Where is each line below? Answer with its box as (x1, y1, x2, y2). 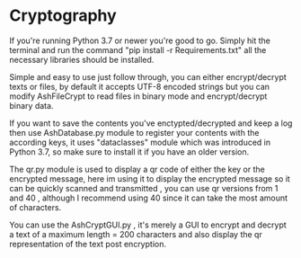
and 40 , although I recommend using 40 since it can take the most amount (9, 192, 288, 203)
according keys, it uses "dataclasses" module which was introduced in (9, 137, 271, 147)
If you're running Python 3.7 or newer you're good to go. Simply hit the (9, 35, 271, 46)
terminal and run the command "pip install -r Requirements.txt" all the (9, 44, 267, 55)
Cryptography (9, 5, 117, 26)
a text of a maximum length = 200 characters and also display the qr (9, 228, 262, 239)
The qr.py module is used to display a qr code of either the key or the (9, 164, 265, 174)
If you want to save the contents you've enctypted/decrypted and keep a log (9, 118, 293, 129)
